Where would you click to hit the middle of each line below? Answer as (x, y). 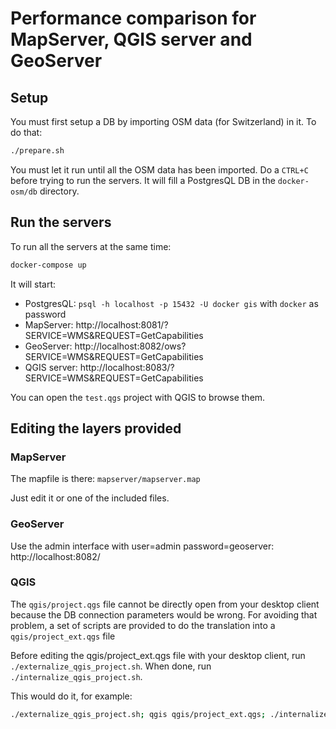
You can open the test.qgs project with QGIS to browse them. (138, 397)
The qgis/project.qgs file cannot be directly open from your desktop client (165, 604)
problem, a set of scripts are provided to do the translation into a (143, 625)
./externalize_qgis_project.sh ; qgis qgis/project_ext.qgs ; (138, 714)
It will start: (33, 284)
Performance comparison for (133, 18)
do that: (26, 132)
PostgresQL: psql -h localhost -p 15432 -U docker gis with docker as (171, 303)
